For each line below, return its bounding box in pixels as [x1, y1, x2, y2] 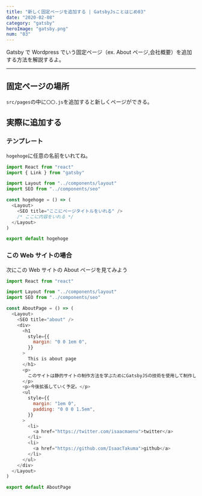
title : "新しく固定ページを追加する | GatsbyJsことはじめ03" [6, 8, 146, 15]
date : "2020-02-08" [6, 14, 55, 20]
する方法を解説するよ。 [6, 56, 64, 63]
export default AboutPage [6, 485, 71, 491]
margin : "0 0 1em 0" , [32, 339, 87, 345]
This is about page [28, 356, 77, 362]
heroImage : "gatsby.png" [6, 25, 69, 32]
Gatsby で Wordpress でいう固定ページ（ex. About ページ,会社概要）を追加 [6, 49, 192, 56]
